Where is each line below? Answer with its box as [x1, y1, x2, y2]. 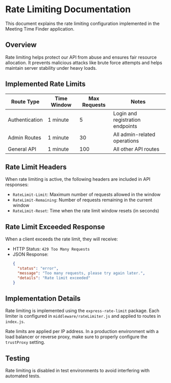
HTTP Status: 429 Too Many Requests [12, 246, 90, 252]
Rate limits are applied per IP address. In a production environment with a [5, 329, 159, 335]
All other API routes [113, 145, 159, 152]
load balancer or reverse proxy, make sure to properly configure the [5, 334, 148, 340]
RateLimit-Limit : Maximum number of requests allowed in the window [12, 191, 161, 198]
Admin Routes [8, 134, 42, 141]
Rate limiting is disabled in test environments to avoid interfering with [5, 368, 150, 374]
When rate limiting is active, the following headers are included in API [5, 176, 151, 182]
